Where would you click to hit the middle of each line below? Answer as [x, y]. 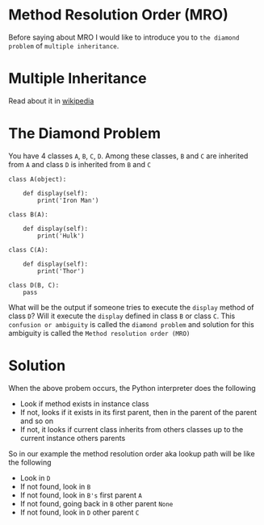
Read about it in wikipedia [51, 101]
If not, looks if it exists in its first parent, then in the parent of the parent [138, 412]
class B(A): [28, 214]
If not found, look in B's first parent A [81, 495]
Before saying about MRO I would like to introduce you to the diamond [124, 37]
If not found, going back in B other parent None [96, 503]
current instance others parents [73, 438]
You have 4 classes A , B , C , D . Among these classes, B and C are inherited [128, 156]
